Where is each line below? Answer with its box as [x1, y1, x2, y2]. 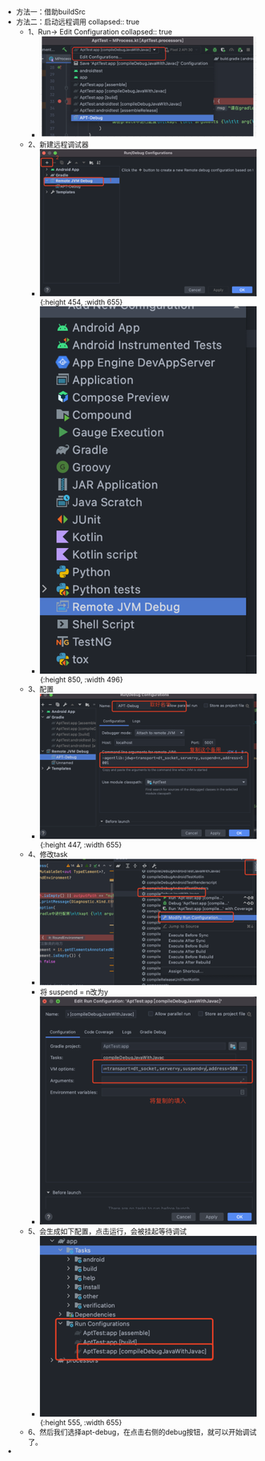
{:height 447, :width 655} [39, 840, 122, 850]
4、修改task [27, 850, 68, 859]
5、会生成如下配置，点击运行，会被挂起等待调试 [27, 1226, 187, 1236]
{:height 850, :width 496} [39, 675, 123, 685]
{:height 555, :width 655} [39, 1417, 122, 1427]
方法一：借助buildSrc [15, 7, 86, 16]
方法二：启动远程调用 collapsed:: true [15, 17, 140, 26]
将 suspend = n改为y [39, 988, 109, 997]
